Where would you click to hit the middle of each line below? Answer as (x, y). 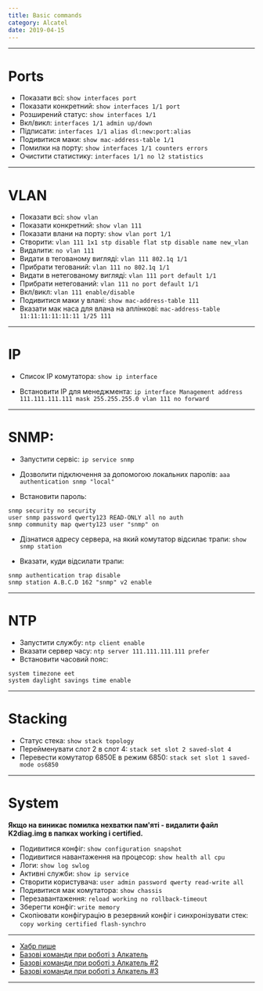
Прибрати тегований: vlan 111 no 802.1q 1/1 (94, 267)
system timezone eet (42, 674)
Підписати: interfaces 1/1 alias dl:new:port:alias (105, 131)
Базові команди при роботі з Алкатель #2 (89, 963)
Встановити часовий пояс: (64, 659)
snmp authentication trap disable (65, 576)
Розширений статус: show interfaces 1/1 (88, 115)
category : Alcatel (38, 23)
